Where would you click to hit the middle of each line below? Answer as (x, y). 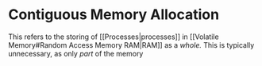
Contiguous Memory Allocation (114, 15)
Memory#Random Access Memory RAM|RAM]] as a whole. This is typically (131, 45)
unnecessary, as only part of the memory (76, 53)
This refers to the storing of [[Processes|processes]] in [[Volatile (114, 37)
